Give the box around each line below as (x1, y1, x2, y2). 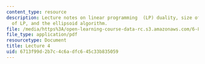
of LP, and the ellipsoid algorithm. (12, 20, 108, 26)
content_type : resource (6, 9, 67, 15)
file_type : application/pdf (6, 32, 78, 38)
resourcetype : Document (6, 37, 67, 43)
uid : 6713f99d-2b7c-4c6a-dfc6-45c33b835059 (6, 49, 119, 55)
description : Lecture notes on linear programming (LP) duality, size (6, 15, 192, 21)
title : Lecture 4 (6, 43, 51, 49)
